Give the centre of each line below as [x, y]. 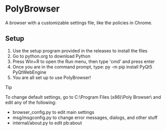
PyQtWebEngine [29, 72]
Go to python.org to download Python [51, 56]
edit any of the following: [31, 102]
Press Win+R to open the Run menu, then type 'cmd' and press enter [84, 61]
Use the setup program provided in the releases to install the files [80, 50]
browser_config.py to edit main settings [53, 112]
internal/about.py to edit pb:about [47, 123]
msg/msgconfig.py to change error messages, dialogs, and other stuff [85, 117]
